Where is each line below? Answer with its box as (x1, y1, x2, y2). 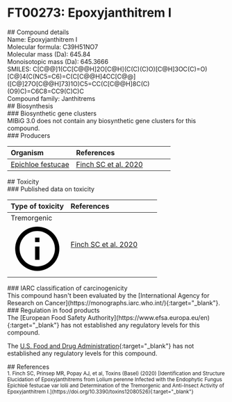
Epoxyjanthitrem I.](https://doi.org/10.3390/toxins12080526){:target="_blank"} (7, 388, 194, 396)
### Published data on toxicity (7, 184, 95, 193)
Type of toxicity (10, 201, 65, 211)
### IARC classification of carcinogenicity (7, 284, 128, 293)
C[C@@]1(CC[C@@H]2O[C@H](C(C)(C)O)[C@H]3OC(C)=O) (32, 65, 208, 73)
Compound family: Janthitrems (7, 94, 96, 102)
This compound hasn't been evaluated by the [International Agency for (7, 291, 210, 300)
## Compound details (7, 28, 69, 36)
